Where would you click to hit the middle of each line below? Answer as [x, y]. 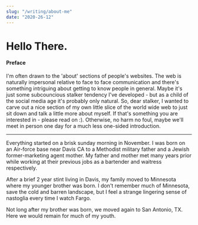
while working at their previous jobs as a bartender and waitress [84, 161]
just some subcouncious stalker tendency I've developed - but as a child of [97, 94]
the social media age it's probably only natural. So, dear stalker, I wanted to [98, 101]
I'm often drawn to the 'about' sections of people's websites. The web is [94, 76]
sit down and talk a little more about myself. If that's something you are [92, 113]
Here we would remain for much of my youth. [61, 216]
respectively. [22, 168]
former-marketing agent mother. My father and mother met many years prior [99, 155]
